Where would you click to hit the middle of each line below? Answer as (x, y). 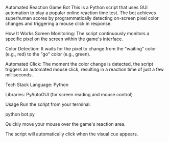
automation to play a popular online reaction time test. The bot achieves (81, 13)
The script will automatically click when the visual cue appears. (72, 134)
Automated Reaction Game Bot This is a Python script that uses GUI (77, 7)
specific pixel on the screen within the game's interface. (64, 39)
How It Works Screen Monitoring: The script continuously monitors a (77, 33)
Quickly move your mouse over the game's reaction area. (66, 124)
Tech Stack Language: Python (37, 84)
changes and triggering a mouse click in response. (59, 23)
